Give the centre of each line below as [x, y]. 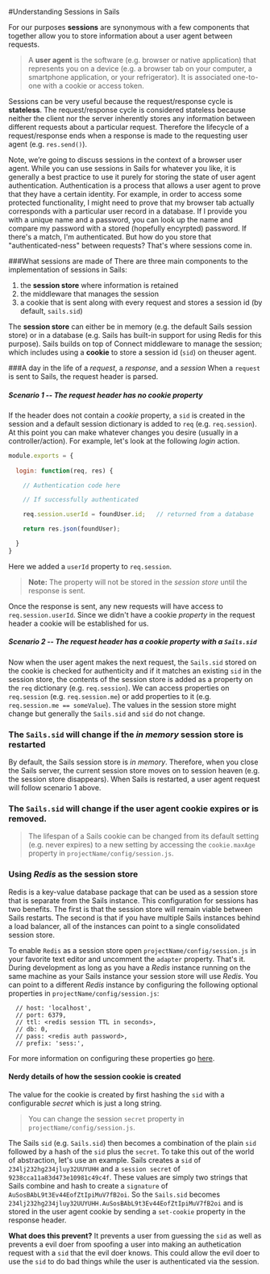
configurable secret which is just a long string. [85, 1103]
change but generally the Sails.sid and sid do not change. [107, 714]
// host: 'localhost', [54, 1008]
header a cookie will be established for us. [79, 623]
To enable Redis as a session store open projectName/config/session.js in [132, 950]
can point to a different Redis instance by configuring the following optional [133, 985]
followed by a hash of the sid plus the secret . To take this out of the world [131, 1151]
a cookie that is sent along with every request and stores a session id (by [141, 302]
